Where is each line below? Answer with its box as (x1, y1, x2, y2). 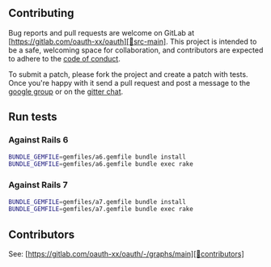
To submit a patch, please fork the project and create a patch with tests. (8, 69, 248, 79)
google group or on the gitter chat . (8, 87, 124, 96)
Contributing (8, 6, 74, 20)
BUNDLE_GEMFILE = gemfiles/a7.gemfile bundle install (8, 197, 186, 206)
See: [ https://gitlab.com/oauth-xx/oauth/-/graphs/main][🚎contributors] (8, 249, 244, 259)
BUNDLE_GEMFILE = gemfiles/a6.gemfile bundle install (8, 153, 186, 161)
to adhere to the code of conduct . (8, 53, 121, 63)
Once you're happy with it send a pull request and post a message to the (8, 78, 251, 87)
